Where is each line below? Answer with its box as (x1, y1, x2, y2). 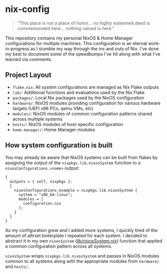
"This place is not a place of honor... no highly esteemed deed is (17, 20, 150, 26)
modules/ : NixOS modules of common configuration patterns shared (12, 110, 152, 116)
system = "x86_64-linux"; (18, 192, 72, 197)
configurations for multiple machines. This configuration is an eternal (5, 40, 147, 46)
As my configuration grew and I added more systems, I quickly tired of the (5, 227, 158, 233)
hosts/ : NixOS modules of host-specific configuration (12, 121, 123, 127)
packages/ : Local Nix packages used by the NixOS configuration (12, 94, 144, 100)
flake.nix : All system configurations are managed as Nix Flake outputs (12, 84, 159, 90)
